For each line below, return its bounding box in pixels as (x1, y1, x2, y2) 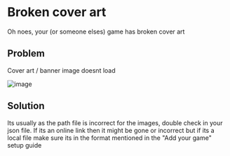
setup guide (7, 141, 42, 149)
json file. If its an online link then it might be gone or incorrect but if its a (7, 126, 215, 134)
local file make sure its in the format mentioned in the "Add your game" (7, 134, 212, 142)
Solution (7, 100, 45, 112)
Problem (7, 48, 46, 59)
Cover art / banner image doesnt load (7, 66, 116, 74)
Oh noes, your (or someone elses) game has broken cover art (7, 27, 185, 36)
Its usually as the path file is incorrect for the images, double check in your (7, 118, 223, 127)
